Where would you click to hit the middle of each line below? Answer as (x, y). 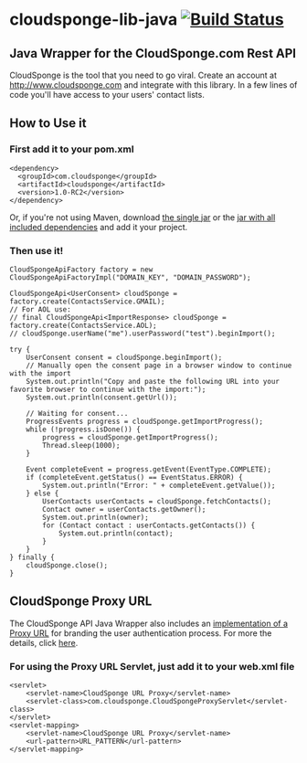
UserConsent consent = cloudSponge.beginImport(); (124, 357)
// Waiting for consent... (77, 413)
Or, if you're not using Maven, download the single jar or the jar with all (143, 217)
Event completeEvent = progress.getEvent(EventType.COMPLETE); (149, 469)
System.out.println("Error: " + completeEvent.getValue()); (159, 485)
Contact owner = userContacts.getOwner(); (124, 509)
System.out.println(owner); (95, 517)
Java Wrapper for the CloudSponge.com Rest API (153, 53)
